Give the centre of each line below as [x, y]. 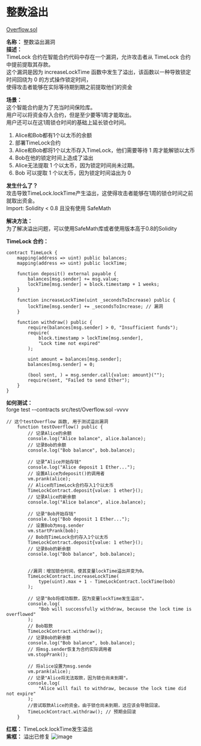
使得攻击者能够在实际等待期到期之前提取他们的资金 [69, 87]
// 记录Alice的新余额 [52, 497]
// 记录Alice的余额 [50, 433]
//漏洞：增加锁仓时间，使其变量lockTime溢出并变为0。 [87, 571]
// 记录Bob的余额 [47, 445]
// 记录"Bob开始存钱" [52, 514]
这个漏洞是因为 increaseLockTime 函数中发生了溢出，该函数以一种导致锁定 [99, 72]
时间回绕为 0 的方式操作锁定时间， [49, 79]
